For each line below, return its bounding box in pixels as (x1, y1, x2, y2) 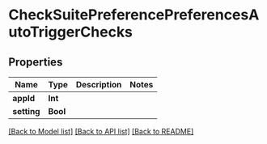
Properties (8, 55, 63, 69)
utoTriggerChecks (8, 23, 133, 41)
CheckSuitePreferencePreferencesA (8, 6, 260, 24)
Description (75, 79, 122, 90)
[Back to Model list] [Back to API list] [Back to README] (8, 127, 194, 136)
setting (12, 106, 40, 116)
